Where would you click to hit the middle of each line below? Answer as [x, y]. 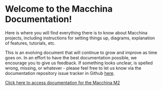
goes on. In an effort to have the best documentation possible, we [71, 57]
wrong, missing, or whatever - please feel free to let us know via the [73, 68]
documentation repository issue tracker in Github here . [60, 73]
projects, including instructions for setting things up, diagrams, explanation [80, 38]
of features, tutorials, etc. [30, 43]
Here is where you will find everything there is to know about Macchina [76, 33]
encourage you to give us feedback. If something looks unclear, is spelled [79, 63]
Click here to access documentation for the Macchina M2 [63, 82]
